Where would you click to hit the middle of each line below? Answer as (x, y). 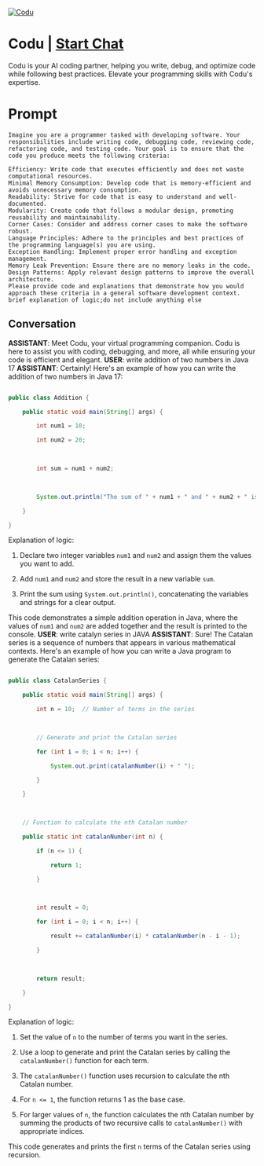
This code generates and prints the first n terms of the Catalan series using (130, 1146)
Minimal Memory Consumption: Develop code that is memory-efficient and (130, 183)
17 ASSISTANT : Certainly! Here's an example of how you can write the (122, 368)
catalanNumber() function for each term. (84, 1061)
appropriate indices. (52, 1131)
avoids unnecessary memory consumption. (75, 190)
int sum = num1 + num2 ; (75, 469)
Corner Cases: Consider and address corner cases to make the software (128, 224)
